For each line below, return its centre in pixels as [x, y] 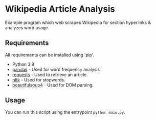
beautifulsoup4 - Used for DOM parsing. [53, 85]
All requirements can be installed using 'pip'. [50, 55]
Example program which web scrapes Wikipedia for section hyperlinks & [78, 22]
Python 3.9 [23, 64]
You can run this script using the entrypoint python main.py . [65, 112]
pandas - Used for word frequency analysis [56, 69]
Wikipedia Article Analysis [60, 9]
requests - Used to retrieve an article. [50, 75]
